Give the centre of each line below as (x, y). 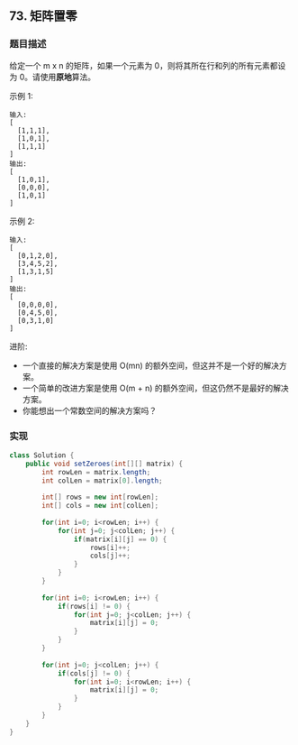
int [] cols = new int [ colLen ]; (100, 506)
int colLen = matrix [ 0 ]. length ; (103, 481)
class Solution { (42, 455)
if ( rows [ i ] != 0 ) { (94, 606)
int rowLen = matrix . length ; (96, 472)
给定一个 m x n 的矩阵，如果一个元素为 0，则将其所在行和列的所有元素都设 (148, 65)
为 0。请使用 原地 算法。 (53, 77)
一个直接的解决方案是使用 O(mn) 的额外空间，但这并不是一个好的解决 (151, 365)
